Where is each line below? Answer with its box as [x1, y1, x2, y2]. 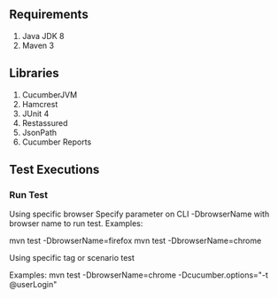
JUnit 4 [21, 108, 50, 119]
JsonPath [21, 127, 58, 137]
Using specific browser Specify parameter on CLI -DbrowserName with [9, 208, 270, 220]
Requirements [9, 7, 89, 22]
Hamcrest [21, 98, 58, 109]
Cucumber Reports [21, 137, 92, 147]
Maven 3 [21, 40, 55, 51]
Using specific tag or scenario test [9, 253, 135, 263]
